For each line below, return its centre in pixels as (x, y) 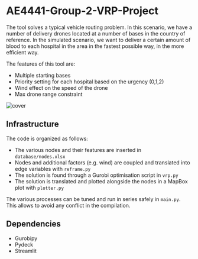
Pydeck (24, 244)
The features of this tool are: (41, 64)
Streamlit (26, 251)
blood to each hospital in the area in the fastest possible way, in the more (95, 46)
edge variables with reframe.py (53, 169)
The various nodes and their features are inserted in (78, 150)
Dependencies (33, 224)
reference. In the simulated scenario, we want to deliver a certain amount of (98, 40)
